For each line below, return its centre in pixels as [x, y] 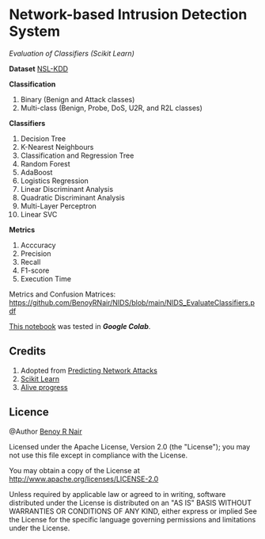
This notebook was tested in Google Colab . [80, 326]
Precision [36, 253]
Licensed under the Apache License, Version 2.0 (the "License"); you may [130, 446]
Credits [28, 352]
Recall [30, 262]
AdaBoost [36, 172]
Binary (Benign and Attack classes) [78, 99]
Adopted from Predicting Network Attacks [89, 370]
